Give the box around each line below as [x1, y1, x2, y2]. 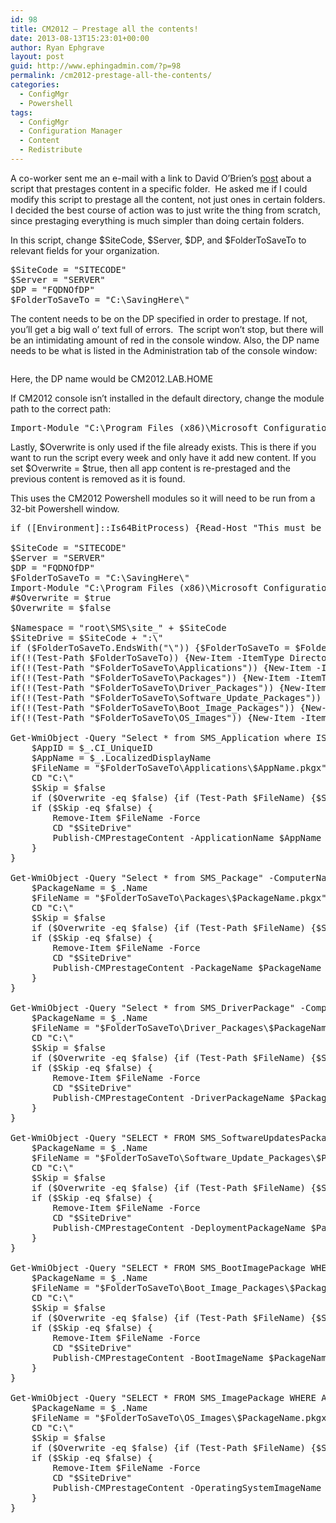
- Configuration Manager [19, 126, 123, 136]
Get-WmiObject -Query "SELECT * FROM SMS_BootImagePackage [10, 1262, 307, 1273]
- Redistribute [19, 145, 83, 155]
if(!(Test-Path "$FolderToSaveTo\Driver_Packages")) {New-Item [10, 682, 327, 693]
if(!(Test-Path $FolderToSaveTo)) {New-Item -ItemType [10, 652, 285, 663]
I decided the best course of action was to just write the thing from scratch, [10, 204, 321, 216]
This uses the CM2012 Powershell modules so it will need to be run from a [10, 492, 316, 504]
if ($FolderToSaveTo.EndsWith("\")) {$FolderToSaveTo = [10, 642, 290, 653]
